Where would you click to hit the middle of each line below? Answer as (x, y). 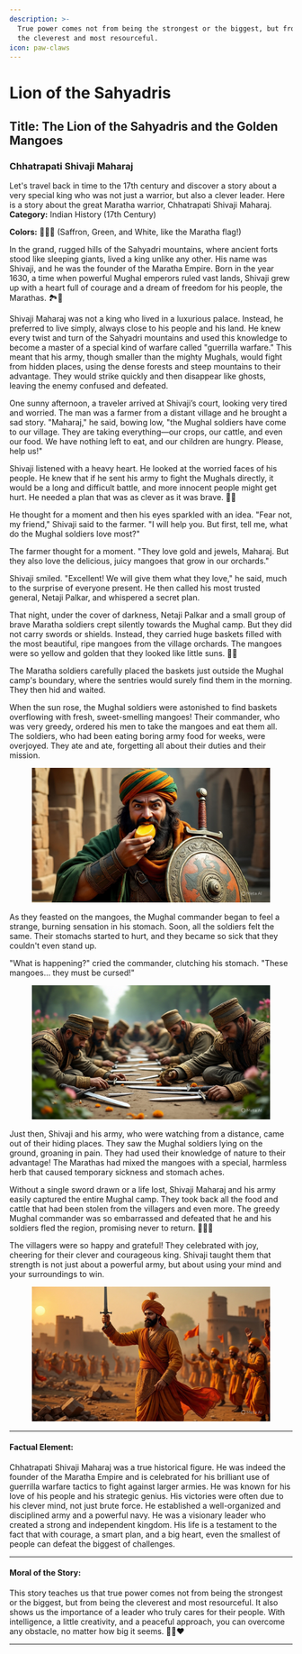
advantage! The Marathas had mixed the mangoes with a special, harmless (148, 1163)
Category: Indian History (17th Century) (83, 215)
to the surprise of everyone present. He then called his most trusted (135, 588)
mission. (25, 755)
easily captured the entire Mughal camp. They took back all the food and (144, 1200)
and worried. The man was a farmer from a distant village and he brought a (148, 413)
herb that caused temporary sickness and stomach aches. (117, 1173)
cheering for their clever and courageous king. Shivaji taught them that (140, 1255)
